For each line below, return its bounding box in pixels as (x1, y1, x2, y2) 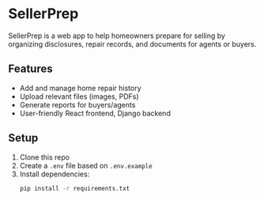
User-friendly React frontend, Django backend (19, 108, 172, 118)
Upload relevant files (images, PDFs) (19, 92, 139, 101)
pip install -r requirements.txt (19, 184, 130, 192)
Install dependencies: (19, 169, 90, 179)
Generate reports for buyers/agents (19, 100, 136, 109)
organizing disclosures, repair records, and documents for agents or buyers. (8, 39, 257, 48)
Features (8, 62, 53, 76)
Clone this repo (19, 152, 70, 162)
